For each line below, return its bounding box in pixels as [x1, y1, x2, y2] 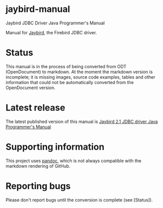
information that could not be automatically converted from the [5, 79, 134, 85]
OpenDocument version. [5, 85, 56, 91]
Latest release [5, 102, 65, 113]
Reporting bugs [5, 180, 71, 192]
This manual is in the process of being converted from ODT [5, 63, 127, 69]
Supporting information [5, 141, 105, 152]
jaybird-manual [5, 3, 70, 15]
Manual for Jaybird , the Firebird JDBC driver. [5, 29, 97, 35]
